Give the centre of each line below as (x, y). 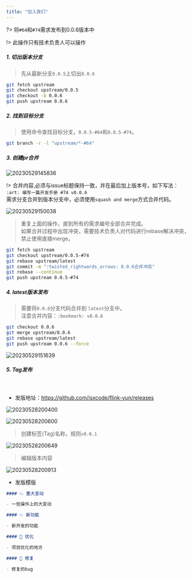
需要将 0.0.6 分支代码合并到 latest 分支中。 (73, 308)
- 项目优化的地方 (24, 547)
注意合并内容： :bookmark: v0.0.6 (62, 316)
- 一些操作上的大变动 (29, 504)
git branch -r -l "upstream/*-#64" (50, 143)
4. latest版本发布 (27, 292)
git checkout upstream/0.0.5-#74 (48, 255)
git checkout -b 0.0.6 (34, 96)
